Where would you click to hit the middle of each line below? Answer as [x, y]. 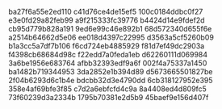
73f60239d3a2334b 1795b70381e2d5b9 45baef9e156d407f [109, 97]
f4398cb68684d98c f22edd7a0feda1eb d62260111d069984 [108, 55]
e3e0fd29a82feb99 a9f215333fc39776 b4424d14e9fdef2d [107, 20]
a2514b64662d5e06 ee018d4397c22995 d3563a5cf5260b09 [111, 37]
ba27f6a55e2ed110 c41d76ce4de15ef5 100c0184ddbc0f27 [106, 12]
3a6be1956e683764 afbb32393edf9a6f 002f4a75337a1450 [108, 63]
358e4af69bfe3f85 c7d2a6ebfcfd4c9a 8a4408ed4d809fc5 [108, 89]
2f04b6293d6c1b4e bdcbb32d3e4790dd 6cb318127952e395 [111, 80]
